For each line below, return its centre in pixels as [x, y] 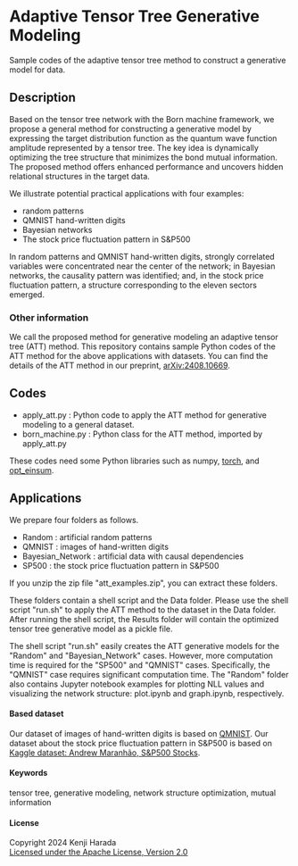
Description [42, 98]
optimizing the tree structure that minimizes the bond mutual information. [144, 157]
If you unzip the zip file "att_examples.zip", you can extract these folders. [144, 583]
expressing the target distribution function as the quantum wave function [143, 138]
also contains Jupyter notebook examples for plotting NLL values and [137, 684]
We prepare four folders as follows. [74, 520]
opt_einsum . [32, 470]
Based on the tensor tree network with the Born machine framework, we [142, 119]
